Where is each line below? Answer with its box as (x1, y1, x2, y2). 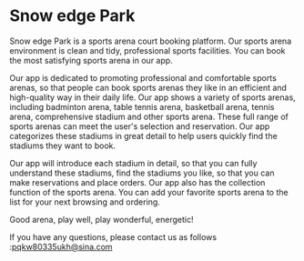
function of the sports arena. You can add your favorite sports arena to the (9, 186, 289, 197)
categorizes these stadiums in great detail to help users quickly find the (9, 130, 278, 141)
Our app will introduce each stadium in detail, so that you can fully (9, 157, 258, 168)
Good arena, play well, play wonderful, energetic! (9, 214, 194, 225)
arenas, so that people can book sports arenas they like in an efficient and (9, 82, 287, 93)
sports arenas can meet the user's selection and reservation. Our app (9, 120, 270, 132)
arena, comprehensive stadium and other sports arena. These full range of (9, 111, 289, 122)
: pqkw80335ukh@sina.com (9, 241, 113, 252)
